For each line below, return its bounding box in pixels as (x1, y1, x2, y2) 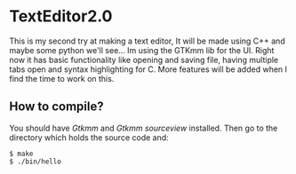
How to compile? (9, 99, 104, 115)
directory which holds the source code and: (9, 131, 169, 143)
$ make (9, 149, 34, 158)
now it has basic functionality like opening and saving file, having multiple (9, 54, 279, 65)
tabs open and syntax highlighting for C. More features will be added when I (9, 64, 287, 75)
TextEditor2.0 (9, 6, 113, 27)
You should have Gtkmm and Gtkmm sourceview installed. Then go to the (9, 123, 278, 133)
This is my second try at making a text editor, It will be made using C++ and (9, 36, 286, 46)
